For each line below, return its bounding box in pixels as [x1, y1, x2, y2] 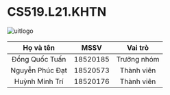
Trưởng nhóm [116, 54, 160, 64]
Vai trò [126, 42, 149, 52]
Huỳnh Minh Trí [14, 77, 64, 86]
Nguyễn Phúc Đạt [10, 66, 67, 75]
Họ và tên [23, 42, 55, 52]
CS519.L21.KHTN [7, 4, 107, 20]
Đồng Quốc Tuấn [11, 54, 66, 64]
